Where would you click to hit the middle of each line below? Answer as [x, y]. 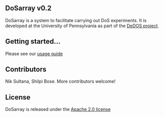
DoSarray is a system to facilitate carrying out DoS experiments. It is [76, 20]
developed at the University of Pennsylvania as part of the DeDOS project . [82, 26]
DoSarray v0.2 [28, 8]
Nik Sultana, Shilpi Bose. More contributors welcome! [60, 81]
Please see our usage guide [34, 53]
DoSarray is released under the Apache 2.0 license [58, 109]
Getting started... [33, 41]
